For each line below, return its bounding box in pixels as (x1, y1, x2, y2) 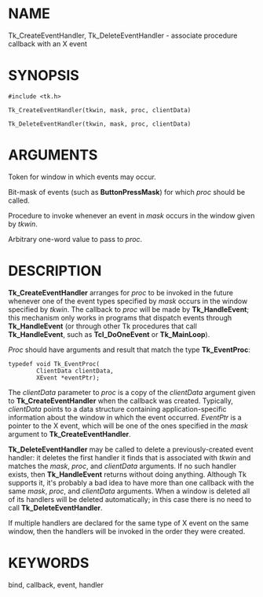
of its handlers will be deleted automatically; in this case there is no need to (8, 494, 252, 504)
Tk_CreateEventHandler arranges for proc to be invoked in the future (8, 288, 234, 297)
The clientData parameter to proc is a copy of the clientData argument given (8, 387, 256, 397)
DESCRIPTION (8, 262, 102, 280)
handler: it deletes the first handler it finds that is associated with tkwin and (8, 452, 251, 462)
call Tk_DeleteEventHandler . (8, 503, 104, 512)
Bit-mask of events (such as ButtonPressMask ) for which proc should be (8, 187, 246, 196)
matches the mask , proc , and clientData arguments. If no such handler (8, 461, 237, 471)
